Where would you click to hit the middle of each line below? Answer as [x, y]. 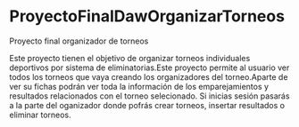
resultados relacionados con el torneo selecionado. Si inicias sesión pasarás [149, 96]
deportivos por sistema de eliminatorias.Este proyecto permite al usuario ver [149, 67]
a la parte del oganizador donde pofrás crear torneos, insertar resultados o [147, 105]
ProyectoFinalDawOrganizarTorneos [147, 16]
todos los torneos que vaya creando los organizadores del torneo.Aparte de [149, 76]
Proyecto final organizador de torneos [79, 41]
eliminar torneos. [40, 115]
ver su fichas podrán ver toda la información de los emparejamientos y [139, 86]
